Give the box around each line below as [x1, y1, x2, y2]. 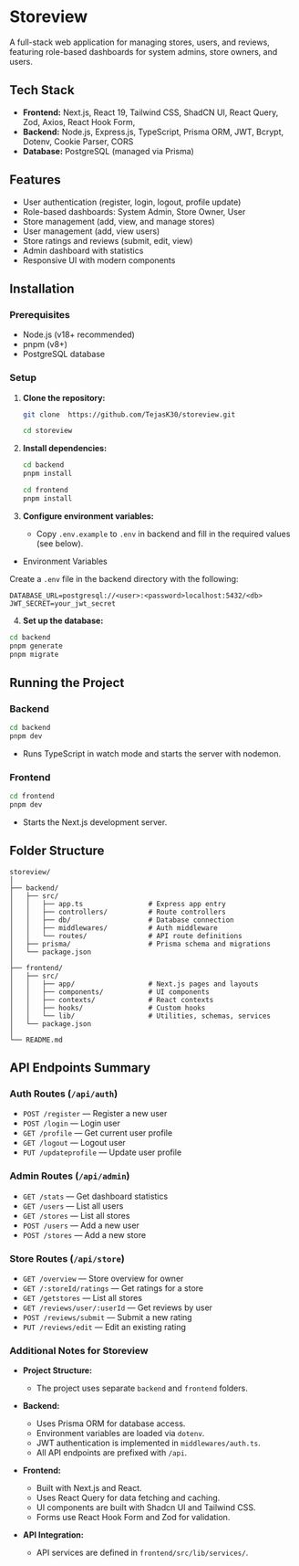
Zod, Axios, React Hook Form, [22, 116, 136, 127]
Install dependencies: [22, 443, 108, 454]
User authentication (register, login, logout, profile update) [22, 196, 242, 207]
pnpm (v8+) [22, 339, 68, 350]
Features [9, 172, 61, 188]
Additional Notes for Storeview [9, 1344, 149, 1357]
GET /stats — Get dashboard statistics [22, 1190, 169, 1201]
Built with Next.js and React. [36, 1483, 143, 1494]
